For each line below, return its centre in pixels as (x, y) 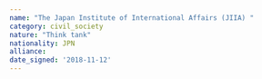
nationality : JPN (42, 43)
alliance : (28, 52)
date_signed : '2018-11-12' (60, 60)
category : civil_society (56, 26)
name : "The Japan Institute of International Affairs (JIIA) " (132, 18)
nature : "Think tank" (50, 35)
